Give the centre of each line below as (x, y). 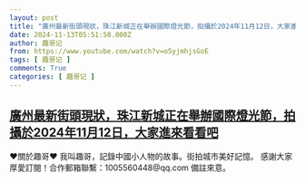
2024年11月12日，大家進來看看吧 (126, 133)
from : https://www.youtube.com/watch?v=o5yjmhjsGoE (109, 52)
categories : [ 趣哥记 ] (52, 77)
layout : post (34, 18)
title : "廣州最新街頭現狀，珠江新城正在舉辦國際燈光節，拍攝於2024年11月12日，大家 (150, 26)
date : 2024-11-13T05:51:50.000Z (70, 34)
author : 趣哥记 (36, 43)
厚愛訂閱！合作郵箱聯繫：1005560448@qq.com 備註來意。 (120, 168)
